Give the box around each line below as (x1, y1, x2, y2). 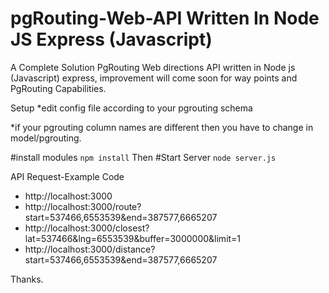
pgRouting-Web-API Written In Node (10, 7, 320, 30)
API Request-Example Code (10, 170, 125, 182)
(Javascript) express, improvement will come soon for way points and (10, 72, 298, 84)
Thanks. (10, 273, 44, 285)
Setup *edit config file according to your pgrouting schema (10, 102, 253, 114)
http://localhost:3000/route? (24, 200, 142, 212)
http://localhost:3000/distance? (24, 243, 156, 255)
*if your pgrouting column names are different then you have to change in (10, 121, 314, 133)
